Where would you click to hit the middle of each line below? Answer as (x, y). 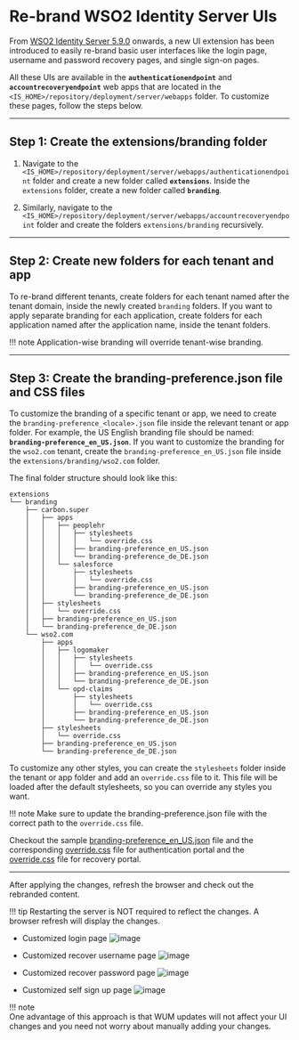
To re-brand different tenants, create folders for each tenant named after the (149, 297)
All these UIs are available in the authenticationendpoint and (121, 77)
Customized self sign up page (77, 990)
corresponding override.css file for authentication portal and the (127, 850)
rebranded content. (44, 894)
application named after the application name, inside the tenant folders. (140, 325)
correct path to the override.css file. (77, 823)
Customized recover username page (89, 955)
